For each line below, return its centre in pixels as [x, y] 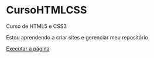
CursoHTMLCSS [47, 10]
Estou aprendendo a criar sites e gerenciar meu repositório [77, 37]
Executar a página [28, 48]
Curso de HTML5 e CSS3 [37, 26]
